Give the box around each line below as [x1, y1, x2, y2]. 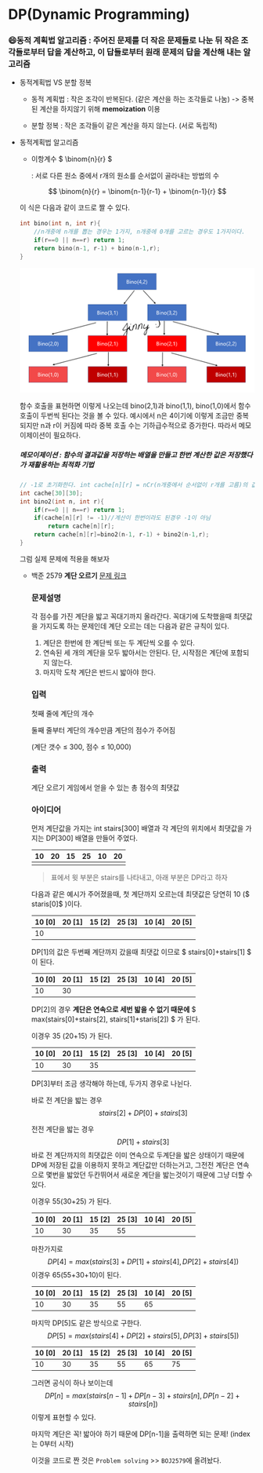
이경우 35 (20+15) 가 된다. [31, 1031, 113, 1040]
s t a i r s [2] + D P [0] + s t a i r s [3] [99, 1109, 188, 1118]
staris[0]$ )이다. [31, 899, 82, 908]
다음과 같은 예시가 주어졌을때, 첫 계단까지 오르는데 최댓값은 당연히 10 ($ [31, 890, 250, 899]
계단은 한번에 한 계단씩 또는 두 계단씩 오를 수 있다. [42, 638, 196, 648]
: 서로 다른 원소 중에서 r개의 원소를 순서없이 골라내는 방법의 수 [31, 171, 220, 181]
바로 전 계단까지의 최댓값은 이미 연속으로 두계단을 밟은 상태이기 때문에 [31, 1150, 245, 1160]
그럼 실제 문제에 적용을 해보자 [19, 554, 110, 563]
